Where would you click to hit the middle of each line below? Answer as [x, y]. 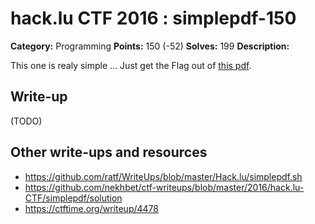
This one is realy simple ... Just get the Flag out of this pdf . [131, 65]
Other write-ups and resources [109, 152]
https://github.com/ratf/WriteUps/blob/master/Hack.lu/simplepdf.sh [163, 176]
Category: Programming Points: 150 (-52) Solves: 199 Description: [150, 46]
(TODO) [26, 121]
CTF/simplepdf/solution [73, 198]
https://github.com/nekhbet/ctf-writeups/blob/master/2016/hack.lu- [164, 187]
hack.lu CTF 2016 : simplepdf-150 [153, 18]
